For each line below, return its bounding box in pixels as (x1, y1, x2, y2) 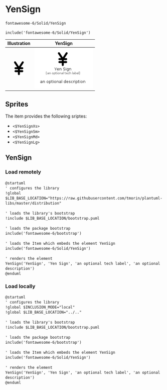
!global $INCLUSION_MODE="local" (5, 305, 75, 310)
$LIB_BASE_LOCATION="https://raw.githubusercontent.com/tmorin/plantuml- (5, 196, 163, 201)
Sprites (5, 100, 29, 109)
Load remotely (5, 168, 42, 175)
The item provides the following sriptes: (5, 113, 87, 119)
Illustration (7, 40, 31, 46)
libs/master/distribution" (5, 201, 62, 206)
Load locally (5, 282, 36, 289)
